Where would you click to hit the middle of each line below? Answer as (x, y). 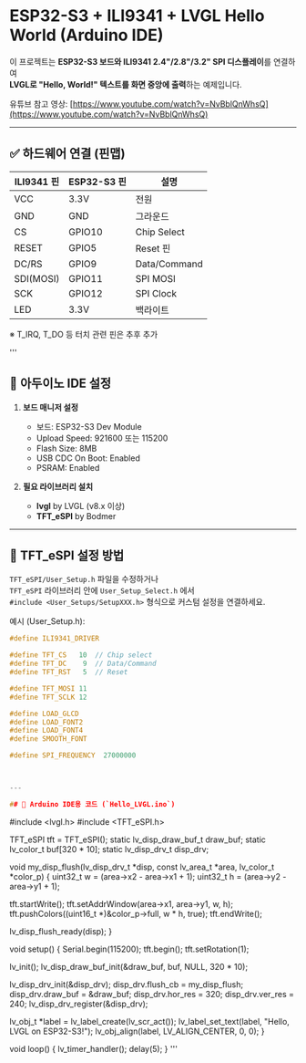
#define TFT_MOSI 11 (49, 688)
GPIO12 (85, 293)
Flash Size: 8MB (66, 448)
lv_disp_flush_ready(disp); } (61, 931)
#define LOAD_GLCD (44, 714)
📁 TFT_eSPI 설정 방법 (67, 555)
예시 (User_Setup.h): (47, 621)
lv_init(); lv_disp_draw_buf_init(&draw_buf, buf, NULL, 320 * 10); (129, 966)
